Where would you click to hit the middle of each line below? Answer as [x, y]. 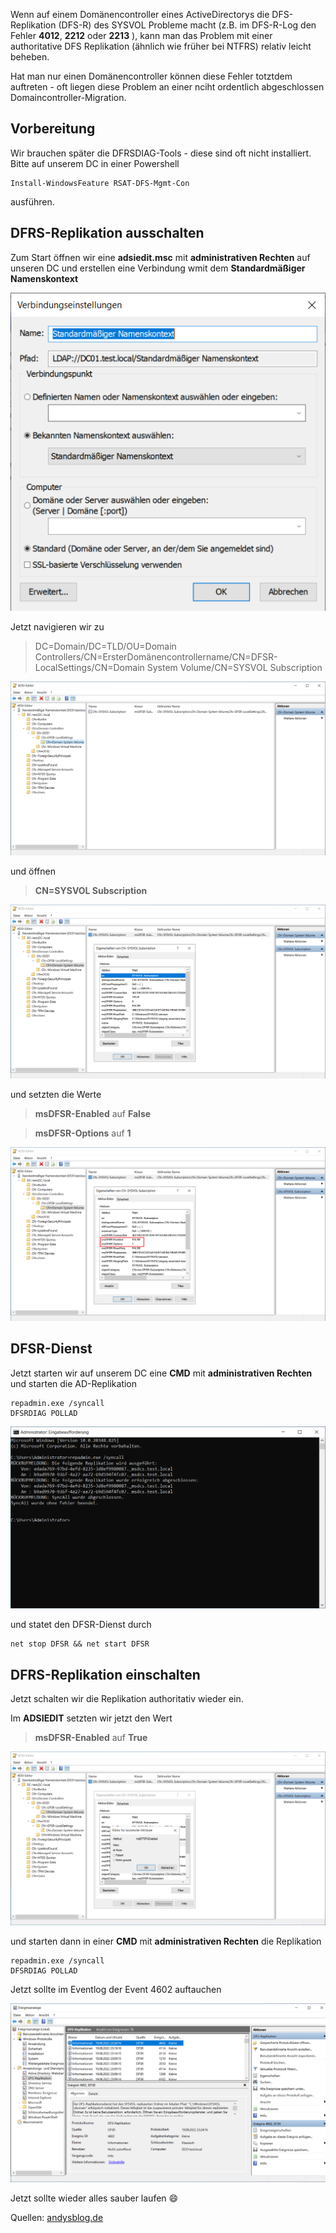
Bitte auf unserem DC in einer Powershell [95, 163]
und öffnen [33, 871]
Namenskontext [44, 278]
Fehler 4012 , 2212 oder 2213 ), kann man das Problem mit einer [141, 35]
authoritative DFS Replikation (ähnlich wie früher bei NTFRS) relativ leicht [161, 46]
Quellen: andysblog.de [57, 2218]
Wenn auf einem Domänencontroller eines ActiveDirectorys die [140, 14]
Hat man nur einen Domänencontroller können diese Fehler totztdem [151, 76]
